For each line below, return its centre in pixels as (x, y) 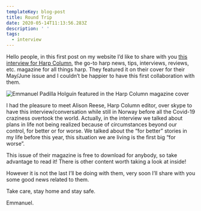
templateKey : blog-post (36, 12)
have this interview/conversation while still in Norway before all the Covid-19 (101, 112)
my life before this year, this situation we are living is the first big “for (91, 137)
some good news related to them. (48, 180)
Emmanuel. (20, 203)
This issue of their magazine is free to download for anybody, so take (92, 155)
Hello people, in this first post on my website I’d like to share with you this (97, 57)
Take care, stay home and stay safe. (51, 191)
